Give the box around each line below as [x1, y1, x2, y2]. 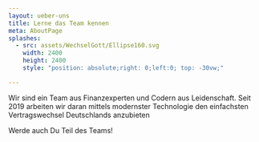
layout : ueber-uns [8, 11, 70, 20]
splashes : [8, 34, 42, 43]
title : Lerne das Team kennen [8, 19, 110, 27]
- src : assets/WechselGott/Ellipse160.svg [15, 42, 160, 50]
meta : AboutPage [8, 26, 63, 34]
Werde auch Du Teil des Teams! [8, 125, 114, 135]
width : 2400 [22, 49, 63, 57]
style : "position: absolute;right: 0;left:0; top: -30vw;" [22, 64, 225, 72]
